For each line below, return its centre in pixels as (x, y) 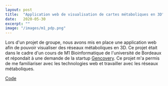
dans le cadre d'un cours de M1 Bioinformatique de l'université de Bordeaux (83, 53)
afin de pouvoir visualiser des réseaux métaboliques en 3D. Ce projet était (81, 48)
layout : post (19, 10)
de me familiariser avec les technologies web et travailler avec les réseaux (82, 64)
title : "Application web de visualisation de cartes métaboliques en (80, 14)
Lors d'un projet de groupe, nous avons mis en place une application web (81, 42)
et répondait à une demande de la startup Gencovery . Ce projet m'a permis (82, 58)
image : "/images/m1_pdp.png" (35, 28)
